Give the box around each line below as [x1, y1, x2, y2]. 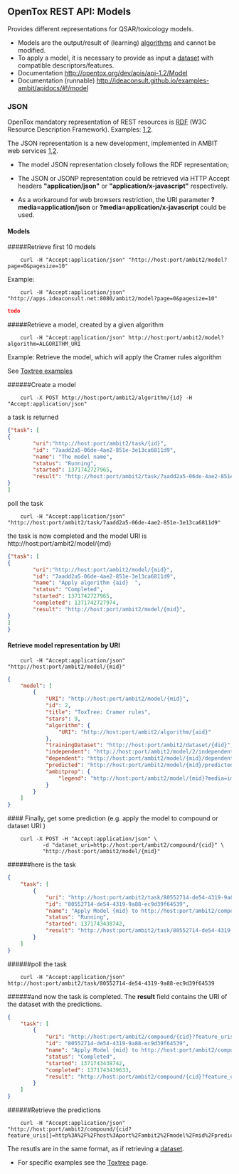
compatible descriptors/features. [17, 60, 115, 70]
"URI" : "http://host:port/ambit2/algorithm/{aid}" [58, 729, 212, 736]
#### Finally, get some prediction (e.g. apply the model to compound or [7, 814, 218, 823]
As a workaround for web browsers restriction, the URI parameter [17, 196, 210, 204]
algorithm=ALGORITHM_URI [7, 341, 81, 348]
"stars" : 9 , [45, 715, 81, 722]
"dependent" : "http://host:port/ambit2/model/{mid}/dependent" [45, 755, 237, 762]
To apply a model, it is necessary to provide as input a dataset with [17, 53, 214, 62]
